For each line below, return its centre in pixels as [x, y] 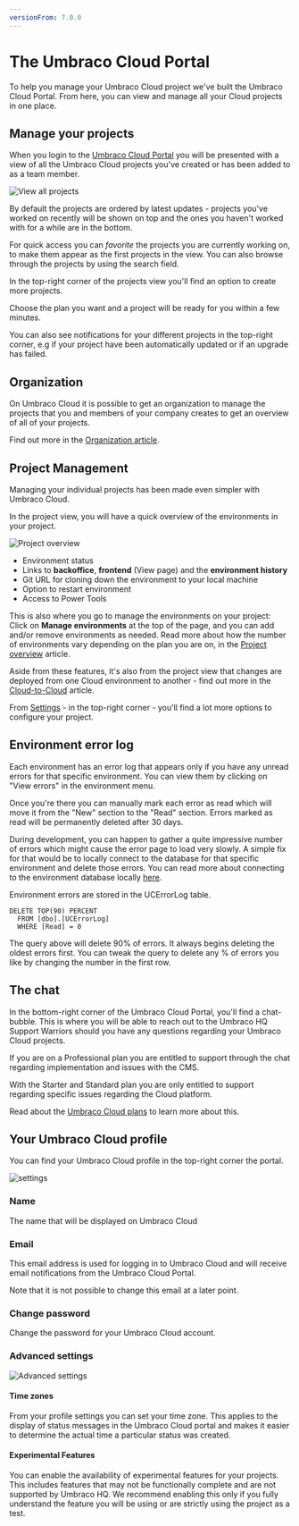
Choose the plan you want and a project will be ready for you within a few [145, 308]
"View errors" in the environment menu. [83, 785]
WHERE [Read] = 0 [50, 926]
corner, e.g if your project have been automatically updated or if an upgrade [149, 344]
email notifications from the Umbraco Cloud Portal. [103, 1273]
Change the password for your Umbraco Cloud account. [112, 1333]
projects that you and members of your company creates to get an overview [149, 413]
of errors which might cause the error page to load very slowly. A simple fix [148, 848]
